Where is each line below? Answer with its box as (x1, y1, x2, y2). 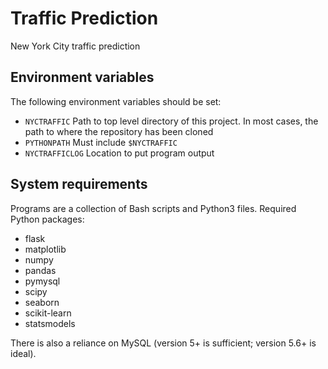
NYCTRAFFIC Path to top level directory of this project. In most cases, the (24, 115, 319, 127)
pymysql (24, 275, 61, 287)
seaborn (24, 296, 60, 308)
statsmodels (24, 317, 76, 329)
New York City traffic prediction (10, 40, 141, 52)
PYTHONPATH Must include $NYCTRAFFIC (24, 136, 178, 148)
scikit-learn (24, 307, 72, 319)
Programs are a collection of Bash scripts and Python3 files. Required (10, 202, 297, 214)
